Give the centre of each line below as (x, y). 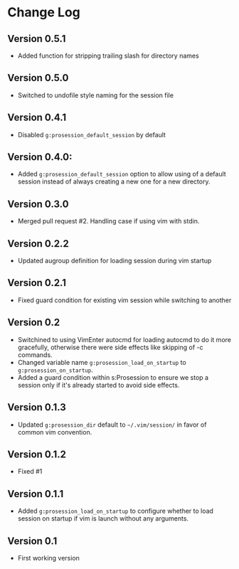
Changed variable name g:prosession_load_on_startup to (102, 362)
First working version (49, 558)
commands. (35, 355)
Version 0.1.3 (37, 407)
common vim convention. (55, 432)
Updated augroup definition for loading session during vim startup (115, 261)
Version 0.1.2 (37, 454)
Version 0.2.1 (37, 283)
